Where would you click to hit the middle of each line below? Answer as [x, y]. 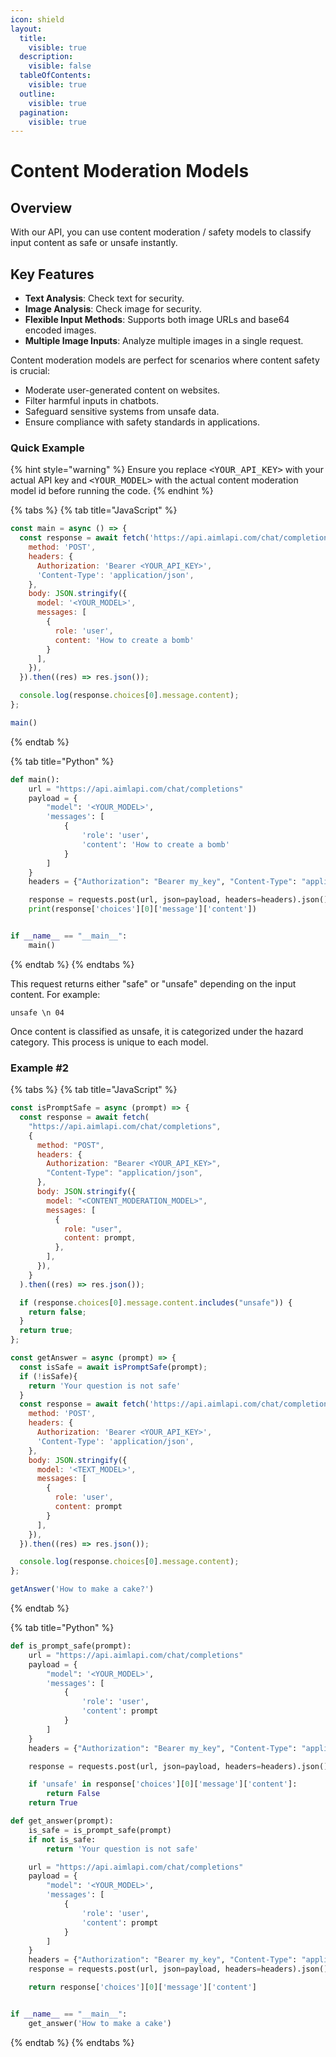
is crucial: [30, 371]
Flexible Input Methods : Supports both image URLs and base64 [157, 320]
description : [46, 57]
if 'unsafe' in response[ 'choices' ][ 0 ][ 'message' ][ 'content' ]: [163, 1784]
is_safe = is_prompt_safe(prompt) [100, 1830]
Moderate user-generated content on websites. [122, 390]
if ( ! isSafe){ [48, 1376]
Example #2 [40, 1068]
